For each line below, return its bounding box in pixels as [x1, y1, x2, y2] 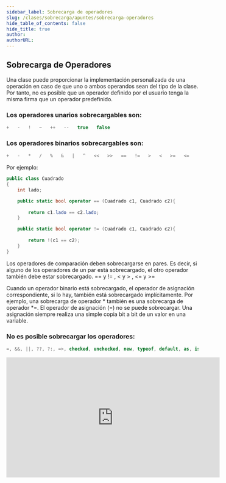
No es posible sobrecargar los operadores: [6, 332, 135, 340]
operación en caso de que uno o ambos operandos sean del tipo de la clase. [6, 82, 199, 90]
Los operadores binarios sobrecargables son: [6, 138, 144, 147]
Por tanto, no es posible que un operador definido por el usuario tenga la [6, 89, 189, 96]
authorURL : [6, 37, 34, 43]
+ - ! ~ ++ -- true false [6, 124, 111, 131]
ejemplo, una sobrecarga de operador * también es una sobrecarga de [6, 297, 184, 305]
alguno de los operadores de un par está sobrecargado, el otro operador [6, 266, 189, 273]
